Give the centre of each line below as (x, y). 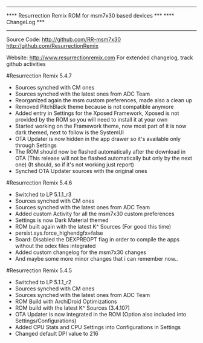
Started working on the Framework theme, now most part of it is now (101, 126)
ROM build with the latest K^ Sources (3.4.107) (72, 308)
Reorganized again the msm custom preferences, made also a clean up (103, 100)
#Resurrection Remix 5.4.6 (39, 183)
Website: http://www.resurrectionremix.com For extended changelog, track (100, 57)
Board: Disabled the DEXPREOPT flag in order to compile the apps (97, 239)
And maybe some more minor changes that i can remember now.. (96, 259)
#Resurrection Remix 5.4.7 (39, 76)
